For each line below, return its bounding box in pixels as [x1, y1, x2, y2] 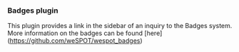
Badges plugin [7, 6, 59, 15]
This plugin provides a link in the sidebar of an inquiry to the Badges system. [7, 22, 233, 30]
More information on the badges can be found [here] [7, 29, 163, 37]
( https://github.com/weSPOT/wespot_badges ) [7, 37, 143, 45]
